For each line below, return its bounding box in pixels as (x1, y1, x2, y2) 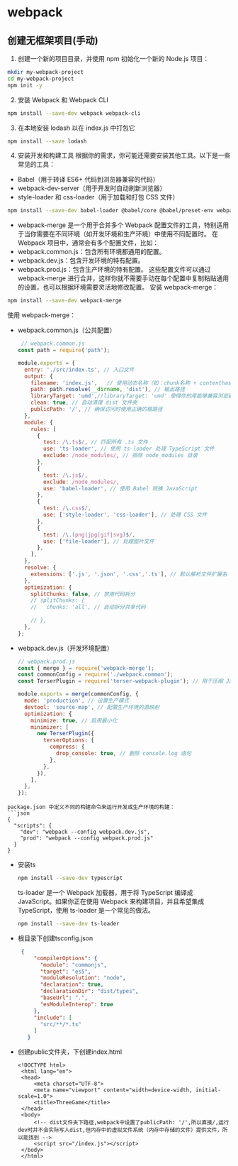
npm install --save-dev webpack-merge (7, 297, 122, 304)
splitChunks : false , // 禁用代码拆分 (30, 590, 136, 598)
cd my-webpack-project (7, 75, 74, 82)
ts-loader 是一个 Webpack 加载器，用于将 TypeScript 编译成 (17, 889, 193, 896)
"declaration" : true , (40, 981, 104, 989)
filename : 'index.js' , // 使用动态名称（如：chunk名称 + (30, 379, 197, 387)
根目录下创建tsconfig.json (17, 934, 93, 942)
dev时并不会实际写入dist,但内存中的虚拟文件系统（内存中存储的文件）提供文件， (17, 1126, 223, 1134)
